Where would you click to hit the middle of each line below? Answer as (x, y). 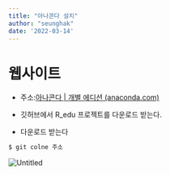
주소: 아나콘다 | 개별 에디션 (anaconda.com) (89, 97)
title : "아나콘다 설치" (43, 16)
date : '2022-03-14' (41, 31)
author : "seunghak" (41, 23)
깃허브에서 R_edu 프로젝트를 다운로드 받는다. (91, 115)
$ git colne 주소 (36, 147)
